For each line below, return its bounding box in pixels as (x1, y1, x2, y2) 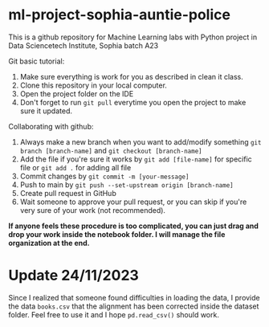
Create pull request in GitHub (19, 188, 116, 198)
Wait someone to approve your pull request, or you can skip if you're (19, 197, 247, 206)
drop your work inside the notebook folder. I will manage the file (8, 229, 226, 239)
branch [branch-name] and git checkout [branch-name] (19, 145, 202, 155)
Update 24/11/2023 (8, 267, 139, 284)
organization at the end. (8, 238, 90, 247)
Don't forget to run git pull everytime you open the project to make (19, 97, 247, 107)
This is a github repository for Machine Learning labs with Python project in (8, 32, 258, 42)
